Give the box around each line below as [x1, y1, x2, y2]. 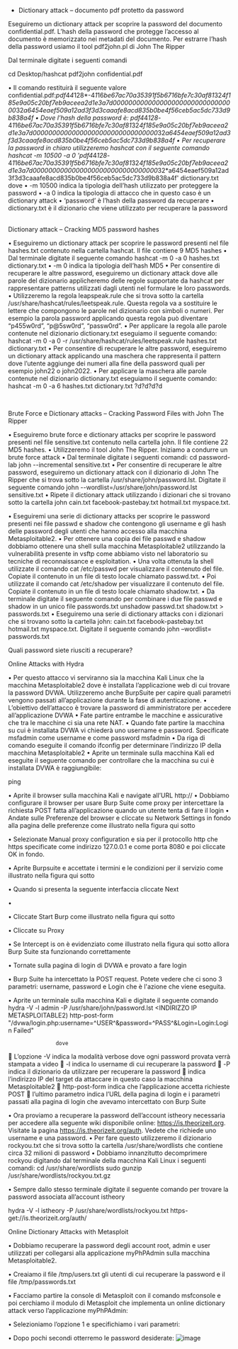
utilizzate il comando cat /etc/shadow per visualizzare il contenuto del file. [8, 580, 225, 588]
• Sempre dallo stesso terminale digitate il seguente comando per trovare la [8, 1185, 229, 1193]
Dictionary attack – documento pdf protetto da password [18, 6, 184, 14]
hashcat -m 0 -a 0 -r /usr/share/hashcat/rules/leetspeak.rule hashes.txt [8, 336, 217, 345]
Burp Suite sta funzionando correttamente [8, 947, 131, 955]
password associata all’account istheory [8, 1193, 125, 1201]
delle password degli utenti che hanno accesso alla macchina [8, 527, 188, 535]
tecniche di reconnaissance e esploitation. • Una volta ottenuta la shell [8, 557, 215, 565]
